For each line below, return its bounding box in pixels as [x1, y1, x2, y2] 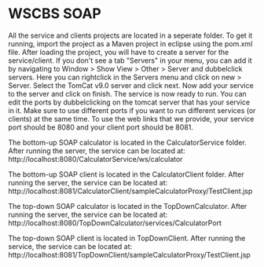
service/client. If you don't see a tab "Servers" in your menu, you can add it [8, 56, 253, 65]
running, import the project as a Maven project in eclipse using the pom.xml [8, 38, 253, 48]
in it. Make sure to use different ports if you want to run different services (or [8, 105, 256, 115]
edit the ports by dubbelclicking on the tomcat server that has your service [8, 97, 250, 107]
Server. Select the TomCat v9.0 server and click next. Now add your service [8, 80, 254, 90]
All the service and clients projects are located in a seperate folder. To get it [8, 31, 253, 40]
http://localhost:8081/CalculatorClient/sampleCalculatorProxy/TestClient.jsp [8, 186, 253, 196]
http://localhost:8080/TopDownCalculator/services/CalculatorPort [8, 218, 222, 228]
